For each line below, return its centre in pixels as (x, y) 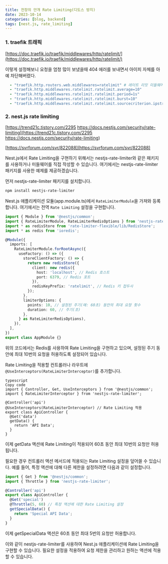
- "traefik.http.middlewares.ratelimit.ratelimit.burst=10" (73, 99)
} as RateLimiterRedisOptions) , (52, 319)
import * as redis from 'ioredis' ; (42, 231)
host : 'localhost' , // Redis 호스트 (73, 272)
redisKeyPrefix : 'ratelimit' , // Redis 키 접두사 (82, 286)
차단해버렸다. (23, 75)
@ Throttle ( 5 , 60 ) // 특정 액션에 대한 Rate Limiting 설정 (66, 504)
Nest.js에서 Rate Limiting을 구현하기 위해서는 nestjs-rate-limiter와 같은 (75, 158)
